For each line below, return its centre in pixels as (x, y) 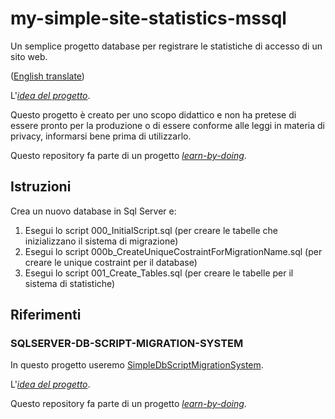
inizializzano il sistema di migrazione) (101, 241)
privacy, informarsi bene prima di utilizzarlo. (101, 136)
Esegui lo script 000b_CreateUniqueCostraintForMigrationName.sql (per (173, 251)
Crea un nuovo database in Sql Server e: (93, 211)
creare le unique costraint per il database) (111, 262)
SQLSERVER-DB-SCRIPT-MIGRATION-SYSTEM (127, 344)
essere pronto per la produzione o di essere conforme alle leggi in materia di (168, 125)
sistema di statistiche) (70, 283)
